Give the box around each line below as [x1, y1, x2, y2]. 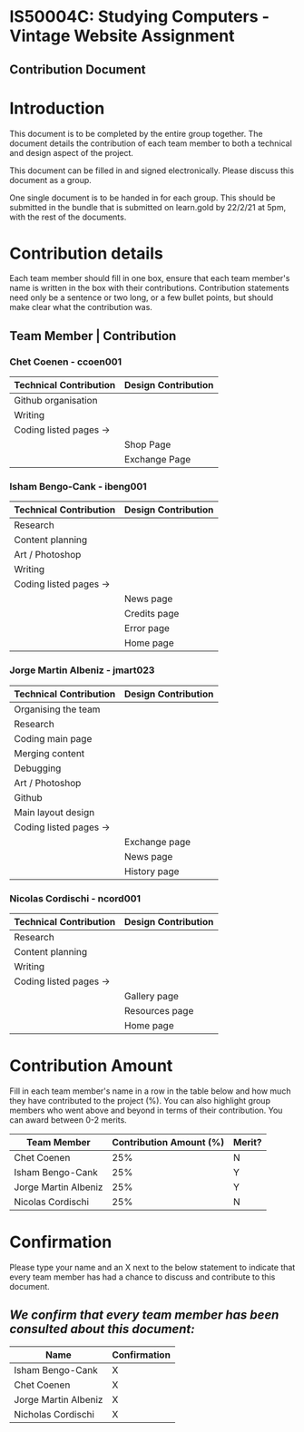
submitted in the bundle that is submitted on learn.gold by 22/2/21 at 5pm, [9, 201, 287, 212]
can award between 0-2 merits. [9, 1114, 127, 1125]
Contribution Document [9, 62, 147, 77]
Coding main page [14, 732, 93, 745]
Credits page [123, 608, 180, 620]
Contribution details [9, 243, 163, 264]
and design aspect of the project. [9, 147, 134, 158]
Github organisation [14, 395, 98, 407]
